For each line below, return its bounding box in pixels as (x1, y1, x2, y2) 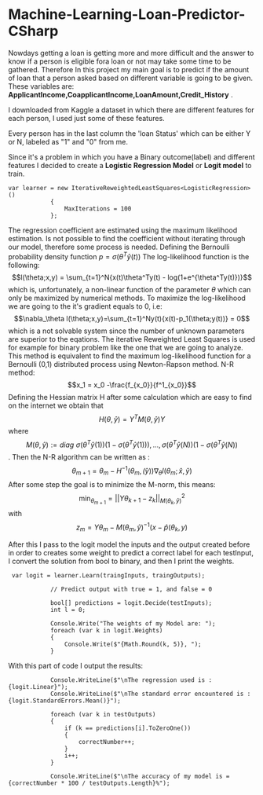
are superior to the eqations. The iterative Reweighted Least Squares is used (8, 334, 256, 343)
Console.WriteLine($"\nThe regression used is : (49, 676, 213, 684)
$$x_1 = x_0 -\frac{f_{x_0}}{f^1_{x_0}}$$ (68, 379, 196, 390)
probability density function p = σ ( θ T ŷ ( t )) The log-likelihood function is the (8, 250, 250, 261)
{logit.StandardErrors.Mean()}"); (8, 697, 122, 705)
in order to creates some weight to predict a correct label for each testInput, (8, 548, 254, 557)
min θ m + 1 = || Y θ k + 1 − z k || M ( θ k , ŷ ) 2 (78, 493, 186, 506)
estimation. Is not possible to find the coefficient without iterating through (8, 233, 246, 243)
